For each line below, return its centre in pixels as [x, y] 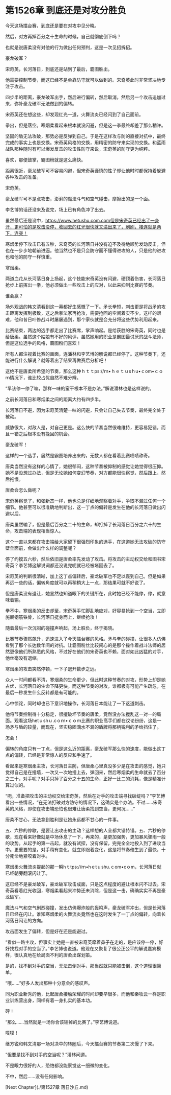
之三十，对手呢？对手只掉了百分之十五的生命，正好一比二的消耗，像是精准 [83, 778]
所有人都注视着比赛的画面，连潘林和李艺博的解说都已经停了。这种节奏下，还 [85, 354]
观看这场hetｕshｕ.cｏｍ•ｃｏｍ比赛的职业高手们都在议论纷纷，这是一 [88, 720]
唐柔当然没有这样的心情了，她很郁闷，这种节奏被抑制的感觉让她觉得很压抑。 [85, 466]
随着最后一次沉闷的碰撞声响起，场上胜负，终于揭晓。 [61, 628]
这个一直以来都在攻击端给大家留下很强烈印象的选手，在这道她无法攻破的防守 [85, 542]
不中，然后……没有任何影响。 [36, 1076]
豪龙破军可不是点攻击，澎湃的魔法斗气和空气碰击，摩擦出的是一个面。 [79, 199]
